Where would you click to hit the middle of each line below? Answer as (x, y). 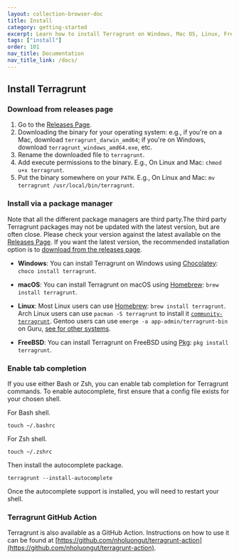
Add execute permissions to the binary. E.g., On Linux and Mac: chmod (119, 163)
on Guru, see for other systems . (64, 329)
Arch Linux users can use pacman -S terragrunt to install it (103, 313)
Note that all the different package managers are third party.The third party (117, 219)
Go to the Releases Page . (55, 124)
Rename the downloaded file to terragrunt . (81, 155)
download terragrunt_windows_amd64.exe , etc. (85, 147)
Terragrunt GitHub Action (52, 517)
